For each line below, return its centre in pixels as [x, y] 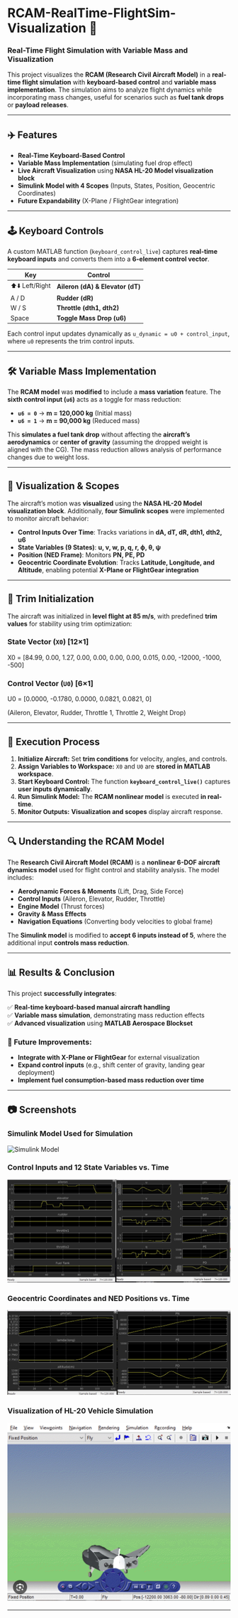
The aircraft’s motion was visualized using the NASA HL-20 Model [105, 503]
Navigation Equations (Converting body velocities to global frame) [115, 921]
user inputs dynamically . [55, 789]
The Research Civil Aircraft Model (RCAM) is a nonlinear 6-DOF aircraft [114, 862]
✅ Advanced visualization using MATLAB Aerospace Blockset [100, 1023]
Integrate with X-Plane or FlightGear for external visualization [108, 1057]
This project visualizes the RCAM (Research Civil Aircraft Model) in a [109, 75]
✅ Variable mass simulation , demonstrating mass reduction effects [106, 1015]
